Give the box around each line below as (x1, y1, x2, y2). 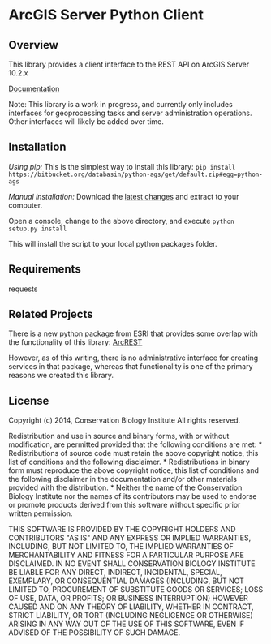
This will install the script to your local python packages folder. (8, 238, 217, 248)
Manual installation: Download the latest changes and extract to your (8, 191, 239, 201)
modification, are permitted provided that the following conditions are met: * (8, 440, 263, 449)
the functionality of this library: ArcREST (8, 337, 143, 347)
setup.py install (8, 225, 67, 233)
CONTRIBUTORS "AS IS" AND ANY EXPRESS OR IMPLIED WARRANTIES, (8, 533, 252, 543)
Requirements (8, 262, 81, 277)
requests (8, 284, 38, 294)
